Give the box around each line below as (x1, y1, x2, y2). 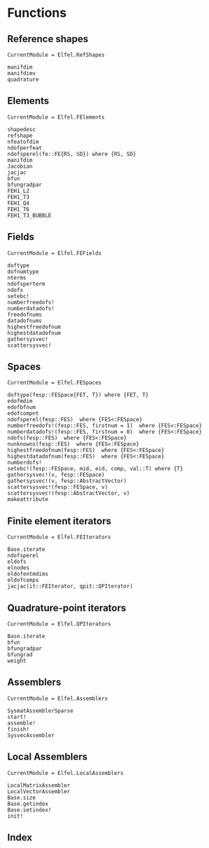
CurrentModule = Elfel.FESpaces (7, 379, 102, 387)
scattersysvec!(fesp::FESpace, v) (7, 484, 109, 491)
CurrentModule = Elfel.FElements (7, 114, 105, 121)
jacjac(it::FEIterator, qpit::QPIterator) (7, 583, 133, 590)
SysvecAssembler (7, 731, 55, 738)
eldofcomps (7, 577, 39, 584)
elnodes (7, 564, 30, 571)
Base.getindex (7, 800, 49, 807)
